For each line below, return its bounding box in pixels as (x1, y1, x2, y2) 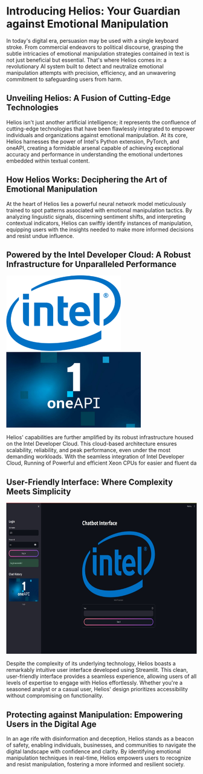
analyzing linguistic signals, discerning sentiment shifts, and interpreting (6, 213, 186, 220)
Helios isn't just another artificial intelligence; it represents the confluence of (6, 118, 196, 126)
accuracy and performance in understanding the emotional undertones (6, 150, 183, 158)
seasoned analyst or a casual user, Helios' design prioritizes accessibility (6, 686, 188, 693)
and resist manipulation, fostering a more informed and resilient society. (6, 761, 185, 768)
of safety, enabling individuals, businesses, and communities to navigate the (6, 741, 196, 749)
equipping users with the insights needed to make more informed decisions (6, 225, 195, 233)
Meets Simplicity (6, 486, 71, 497)
